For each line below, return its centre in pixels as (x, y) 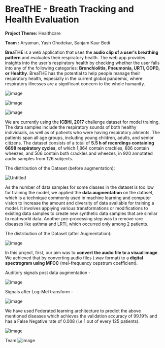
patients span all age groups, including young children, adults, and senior (80, 138)
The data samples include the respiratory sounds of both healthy (71, 127)
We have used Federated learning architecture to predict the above (73, 311)
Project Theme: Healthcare (33, 33)
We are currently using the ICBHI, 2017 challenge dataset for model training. (82, 122)
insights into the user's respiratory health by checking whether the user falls (82, 63)
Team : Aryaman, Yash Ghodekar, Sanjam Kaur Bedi (58, 42)
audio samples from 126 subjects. (39, 158)
